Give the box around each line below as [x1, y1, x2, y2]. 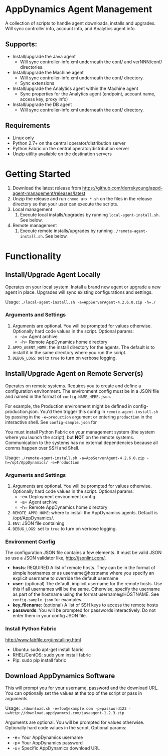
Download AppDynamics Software [5, 672, 115, 680]
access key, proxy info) [20, 96, 68, 102]
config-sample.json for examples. [12, 597, 83, 603]
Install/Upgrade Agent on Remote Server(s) [5, 369, 144, 378]
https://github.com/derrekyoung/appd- [82, 185, 163, 191]
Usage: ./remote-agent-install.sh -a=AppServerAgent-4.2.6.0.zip [5, 455, 145, 461]
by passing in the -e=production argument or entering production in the [5, 413, 152, 420]
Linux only [12, 135, 34, 141]
